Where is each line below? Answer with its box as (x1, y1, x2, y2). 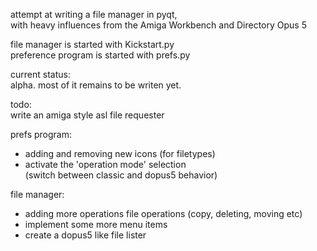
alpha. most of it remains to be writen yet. (10, 79, 182, 91)
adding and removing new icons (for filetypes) (24, 148, 216, 159)
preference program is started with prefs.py (10, 49, 191, 61)
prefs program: (10, 129, 72, 140)
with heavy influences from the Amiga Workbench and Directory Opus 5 (10, 19, 307, 31)
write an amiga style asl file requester (10, 109, 165, 121)
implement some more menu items (24, 219, 168, 230)
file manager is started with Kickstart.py (10, 39, 175, 50)
